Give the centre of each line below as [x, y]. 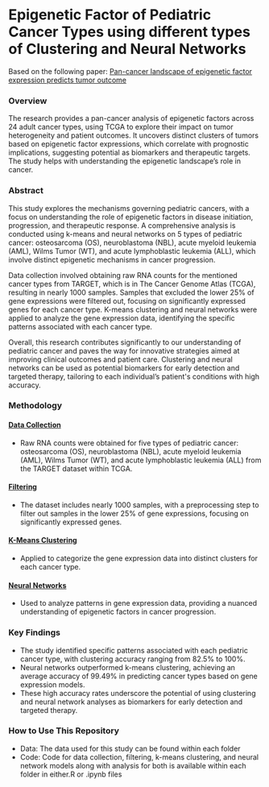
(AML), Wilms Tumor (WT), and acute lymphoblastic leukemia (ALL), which [132, 251]
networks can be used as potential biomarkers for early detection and [124, 367]
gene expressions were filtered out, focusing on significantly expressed [127, 300]
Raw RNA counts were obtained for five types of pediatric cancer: [129, 443]
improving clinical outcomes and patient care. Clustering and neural [121, 359]
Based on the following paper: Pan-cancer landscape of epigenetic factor [130, 71]
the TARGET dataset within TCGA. [76, 468]
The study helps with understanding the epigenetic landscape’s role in [125, 161]
